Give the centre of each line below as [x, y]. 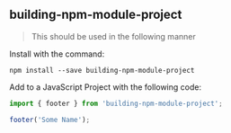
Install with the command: [57, 54]
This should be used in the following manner [113, 36]
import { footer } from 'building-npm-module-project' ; [116, 103]
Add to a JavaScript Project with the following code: [106, 87]
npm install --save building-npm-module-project [102, 70]
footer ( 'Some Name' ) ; [50, 120]
